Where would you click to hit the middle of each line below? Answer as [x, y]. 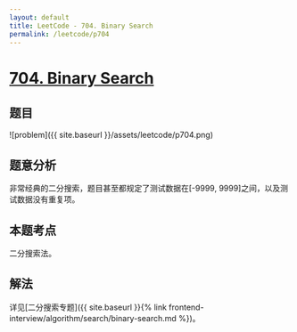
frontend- [186, 307]
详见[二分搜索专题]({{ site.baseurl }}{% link [88, 307]
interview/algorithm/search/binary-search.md [93, 318]
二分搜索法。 [33, 253]
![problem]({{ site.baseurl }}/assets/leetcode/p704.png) [111, 135]
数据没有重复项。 [48, 199]
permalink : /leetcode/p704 [59, 34]
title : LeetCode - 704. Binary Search [81, 26]
